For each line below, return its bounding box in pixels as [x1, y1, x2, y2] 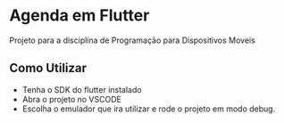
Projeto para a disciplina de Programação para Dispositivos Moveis [9, 35, 256, 45]
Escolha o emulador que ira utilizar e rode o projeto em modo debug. [21, 103, 276, 114]
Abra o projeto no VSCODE [21, 94, 122, 104]
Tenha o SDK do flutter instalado [21, 84, 142, 94]
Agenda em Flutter [9, 5, 150, 26]
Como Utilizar [9, 61, 88, 76]
